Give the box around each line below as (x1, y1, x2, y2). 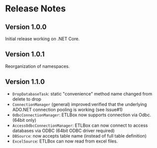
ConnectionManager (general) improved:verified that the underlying (12, 101, 147, 107)
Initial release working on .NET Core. (5, 36, 80, 42)
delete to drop (12, 96, 41, 102)
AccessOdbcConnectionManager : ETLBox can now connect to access (12, 122, 148, 128)
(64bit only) (12, 117, 37, 123)
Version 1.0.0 (5, 23, 47, 31)
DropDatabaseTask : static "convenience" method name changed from (12, 91, 153, 97)
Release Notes (5, 3, 66, 14)
